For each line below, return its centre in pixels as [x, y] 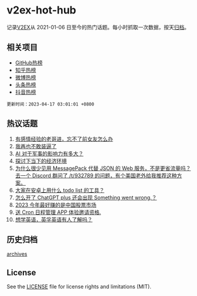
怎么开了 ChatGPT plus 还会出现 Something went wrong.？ [86, 198]
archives [17, 254]
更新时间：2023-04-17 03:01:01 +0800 [50, 104]
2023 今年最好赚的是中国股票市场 [56, 205]
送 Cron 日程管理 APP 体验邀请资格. [58, 212]
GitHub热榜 [29, 63]
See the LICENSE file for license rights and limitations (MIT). [79, 287]
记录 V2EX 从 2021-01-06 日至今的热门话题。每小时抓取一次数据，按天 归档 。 [98, 27]
